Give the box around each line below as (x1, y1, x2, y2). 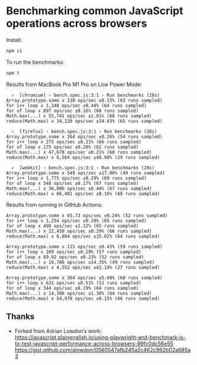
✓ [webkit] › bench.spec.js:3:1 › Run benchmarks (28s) (11, 165, 155, 171)
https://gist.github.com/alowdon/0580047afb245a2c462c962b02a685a (14, 346, 191, 353)
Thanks (6, 312, 35, 322)
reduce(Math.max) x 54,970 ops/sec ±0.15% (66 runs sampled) (6, 295, 160, 302)
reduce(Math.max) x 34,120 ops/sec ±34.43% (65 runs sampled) (6, 118, 163, 124)
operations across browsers (6, 17, 147, 30)
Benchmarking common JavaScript (6, 4, 183, 18)
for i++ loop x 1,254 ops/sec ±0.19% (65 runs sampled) (6, 217, 147, 223)
